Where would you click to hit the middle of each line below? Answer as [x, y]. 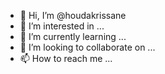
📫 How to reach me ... [66, 58]
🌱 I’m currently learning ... [73, 36]
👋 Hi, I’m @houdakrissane [73, 15]
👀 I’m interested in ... [62, 26]
